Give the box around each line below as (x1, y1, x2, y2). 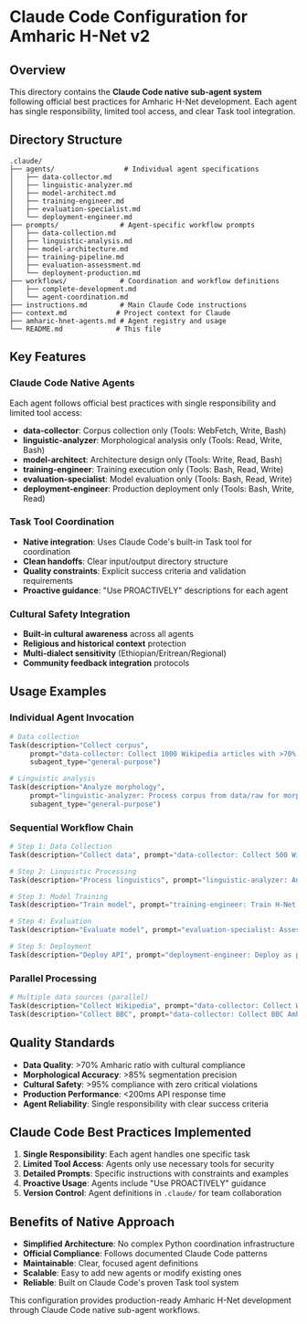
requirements (22, 575, 73, 586)
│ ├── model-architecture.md (9, 244, 129, 253)
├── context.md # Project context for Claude (9, 308, 231, 317)
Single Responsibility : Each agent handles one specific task (22, 1149, 250, 1160)
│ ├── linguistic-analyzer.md (9, 180, 132, 189)
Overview (9, 62, 67, 78)
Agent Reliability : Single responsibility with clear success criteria (22, 1098, 270, 1109)
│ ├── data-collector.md (9, 172, 112, 182)
